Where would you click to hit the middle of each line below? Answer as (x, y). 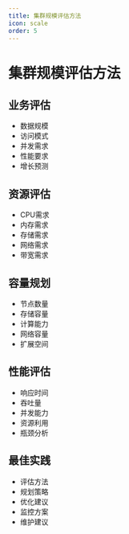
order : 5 (23, 31)
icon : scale (28, 23)
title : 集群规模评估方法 (45, 16)
